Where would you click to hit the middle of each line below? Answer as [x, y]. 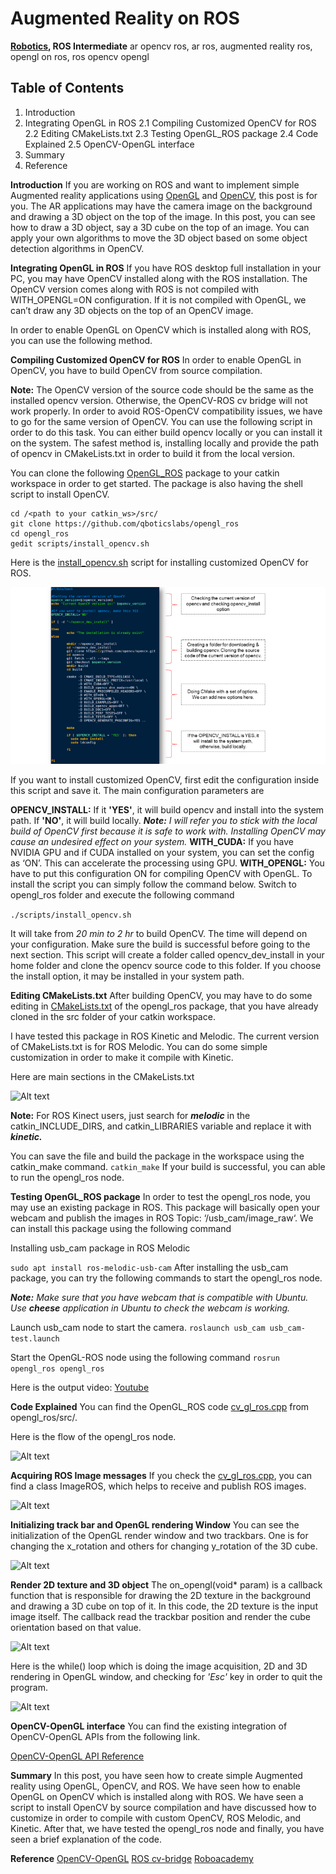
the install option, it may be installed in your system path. [127, 976]
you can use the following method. [81, 340]
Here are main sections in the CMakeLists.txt [102, 1077]
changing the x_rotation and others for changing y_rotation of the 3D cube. [164, 1546]
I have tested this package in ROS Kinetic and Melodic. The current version [165, 1036]
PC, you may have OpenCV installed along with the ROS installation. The [159, 278]
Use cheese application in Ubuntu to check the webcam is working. [150, 1308]
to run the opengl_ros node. [67, 1178]
